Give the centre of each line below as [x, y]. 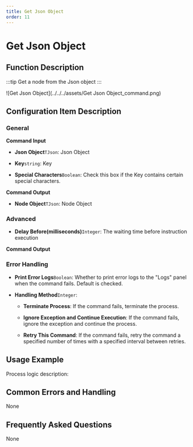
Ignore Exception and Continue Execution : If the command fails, [101, 318]
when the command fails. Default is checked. [69, 283]
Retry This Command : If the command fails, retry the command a [102, 335]
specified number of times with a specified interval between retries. [104, 341]
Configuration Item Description [64, 111]
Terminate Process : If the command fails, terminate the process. [101, 306]
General [17, 128]
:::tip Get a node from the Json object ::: [54, 81]
